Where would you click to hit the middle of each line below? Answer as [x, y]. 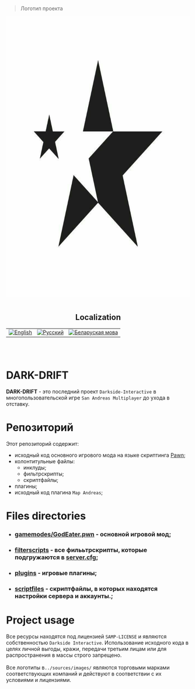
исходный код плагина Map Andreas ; [59, 492]
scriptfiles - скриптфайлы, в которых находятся [86, 588]
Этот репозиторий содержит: [43, 443]
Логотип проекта [41, 8]
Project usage [40, 620]
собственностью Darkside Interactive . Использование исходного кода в [97, 642]
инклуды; [35, 467]
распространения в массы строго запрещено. [64, 655]
